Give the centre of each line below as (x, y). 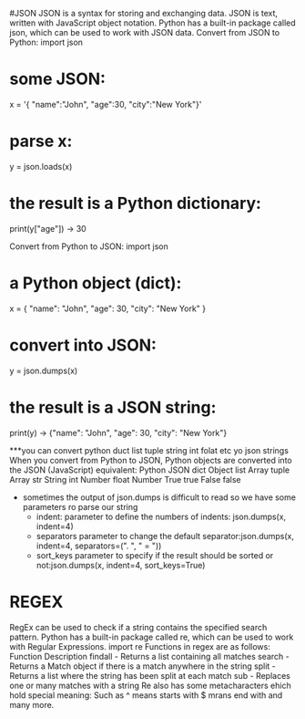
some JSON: (58, 79)
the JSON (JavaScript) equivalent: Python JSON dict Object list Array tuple (149, 470)
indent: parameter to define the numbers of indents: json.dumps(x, (161, 516)
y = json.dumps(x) (44, 370)
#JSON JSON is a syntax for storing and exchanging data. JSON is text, (144, 13)
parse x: (41, 141)
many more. (32, 704)
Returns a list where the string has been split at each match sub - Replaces (150, 675)
